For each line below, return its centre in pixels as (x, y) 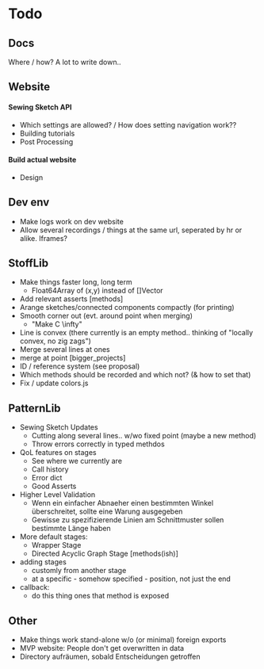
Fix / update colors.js (54, 383)
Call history (50, 469)
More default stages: (54, 537)
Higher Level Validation (57, 495)
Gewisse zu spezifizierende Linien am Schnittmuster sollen (128, 520)
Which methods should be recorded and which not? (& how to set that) (135, 375)
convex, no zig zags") (55, 341)
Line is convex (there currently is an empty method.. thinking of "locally (136, 333)
